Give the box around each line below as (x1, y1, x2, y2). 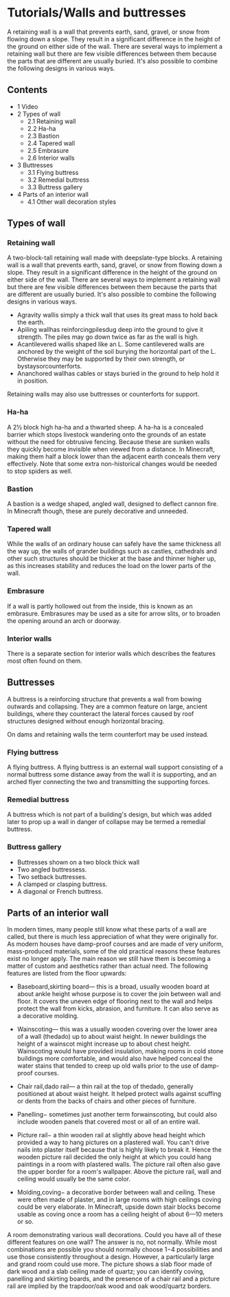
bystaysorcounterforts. (16, 362, 82, 370)
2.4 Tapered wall (27, 139, 76, 147)
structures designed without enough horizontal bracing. (7, 717, 165, 725)
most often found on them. (7, 656, 82, 665)
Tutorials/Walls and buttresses (7, 5, 187, 21)
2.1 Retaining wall (27, 117, 77, 125)
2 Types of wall (16, 109, 60, 118)
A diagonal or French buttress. (16, 887, 103, 896)
